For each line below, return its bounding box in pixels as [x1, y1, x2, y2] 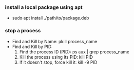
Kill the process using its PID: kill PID [19, 54, 93, 60]
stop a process [5, 27, 41, 34]
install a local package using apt [5, 4, 83, 11]
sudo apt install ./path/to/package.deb [12, 15, 89, 21]
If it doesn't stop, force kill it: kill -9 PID [19, 59, 97, 65]
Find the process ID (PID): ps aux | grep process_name [19, 48, 130, 55]
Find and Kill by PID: [12, 44, 53, 49]
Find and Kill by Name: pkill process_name [12, 38, 97, 44]
